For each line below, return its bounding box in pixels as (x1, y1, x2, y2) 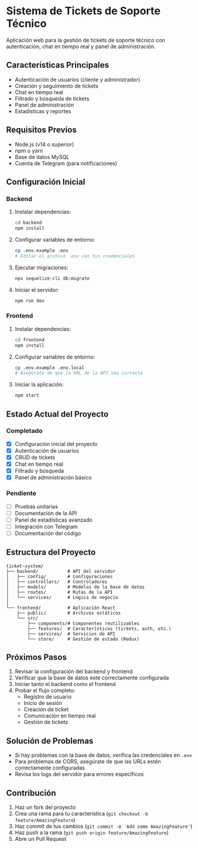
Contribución (6, 788, 56, 798)
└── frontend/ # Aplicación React (6, 604, 116, 611)
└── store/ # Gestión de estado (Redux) (27, 636, 140, 642)
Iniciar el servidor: (14, 286, 59, 293)
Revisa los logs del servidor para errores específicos (14, 771, 144, 778)
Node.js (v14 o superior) (14, 141, 74, 148)
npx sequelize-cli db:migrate (14, 275, 90, 281)
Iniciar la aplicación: (14, 381, 64, 388)
